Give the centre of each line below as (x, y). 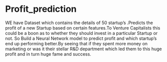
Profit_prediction (41, 9)
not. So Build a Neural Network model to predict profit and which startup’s (81, 38)
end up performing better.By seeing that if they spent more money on (77, 43)
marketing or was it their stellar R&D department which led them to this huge (83, 49)
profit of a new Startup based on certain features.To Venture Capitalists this (83, 28)
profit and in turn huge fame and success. (48, 54)
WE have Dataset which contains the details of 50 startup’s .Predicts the (79, 23)
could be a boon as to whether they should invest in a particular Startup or (82, 33)
